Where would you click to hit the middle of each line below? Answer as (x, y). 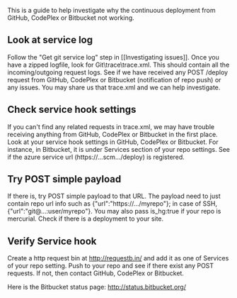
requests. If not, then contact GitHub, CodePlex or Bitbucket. (96, 273)
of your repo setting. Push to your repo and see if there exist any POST (111, 266)
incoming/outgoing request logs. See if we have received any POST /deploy (118, 72)
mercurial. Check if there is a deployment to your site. (86, 219)
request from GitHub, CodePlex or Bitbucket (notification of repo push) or (114, 79)
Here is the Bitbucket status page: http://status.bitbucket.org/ (97, 287)
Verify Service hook (52, 241)
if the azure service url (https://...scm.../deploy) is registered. (96, 157)
